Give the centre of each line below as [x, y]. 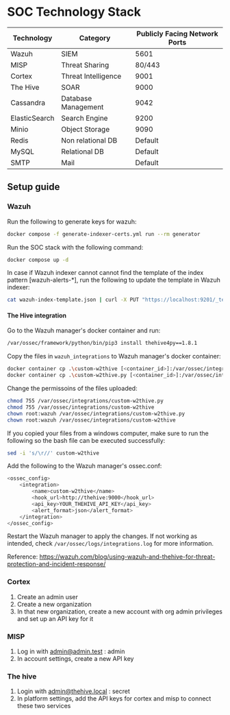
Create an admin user [48, 596]
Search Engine [85, 118]
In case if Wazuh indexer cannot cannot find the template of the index [105, 273]
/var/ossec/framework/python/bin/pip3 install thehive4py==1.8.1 [102, 343]
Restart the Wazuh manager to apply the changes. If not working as [102, 536]
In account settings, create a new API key [75, 659]
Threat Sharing [85, 64]
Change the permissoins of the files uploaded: [73, 389]
